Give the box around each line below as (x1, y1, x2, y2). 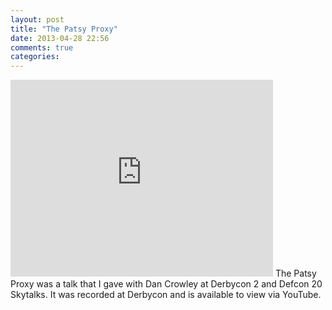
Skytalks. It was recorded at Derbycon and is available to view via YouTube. (10, 289, 322, 301)
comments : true (10, 42, 74, 53)
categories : (10, 52, 60, 62)
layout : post (10, 14, 65, 25)
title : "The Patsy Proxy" (10, 24, 118, 34)
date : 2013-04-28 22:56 (10, 33, 110, 43)
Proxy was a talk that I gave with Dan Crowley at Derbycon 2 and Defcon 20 (10, 278, 323, 290)
